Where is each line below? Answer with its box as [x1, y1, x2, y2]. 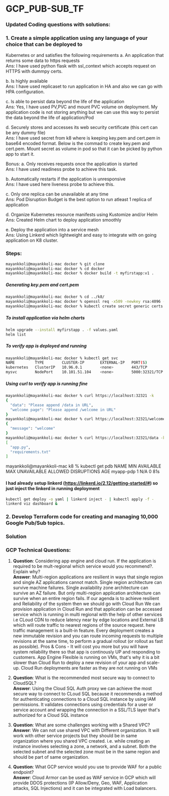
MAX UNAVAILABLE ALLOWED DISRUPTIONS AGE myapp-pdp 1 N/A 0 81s [6, 469, 160, 475]
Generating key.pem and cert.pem [6, 282, 79, 288]
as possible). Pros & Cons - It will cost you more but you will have [13, 643, 148, 650]
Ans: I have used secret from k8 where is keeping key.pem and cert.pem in [6, 135, 160, 141]
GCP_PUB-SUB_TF [6, 3, 84, 15]
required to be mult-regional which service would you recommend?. [13, 563, 153, 569]
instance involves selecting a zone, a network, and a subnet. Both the [13, 744, 157, 750]
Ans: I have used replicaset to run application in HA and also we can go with [6, 84, 162, 90]
